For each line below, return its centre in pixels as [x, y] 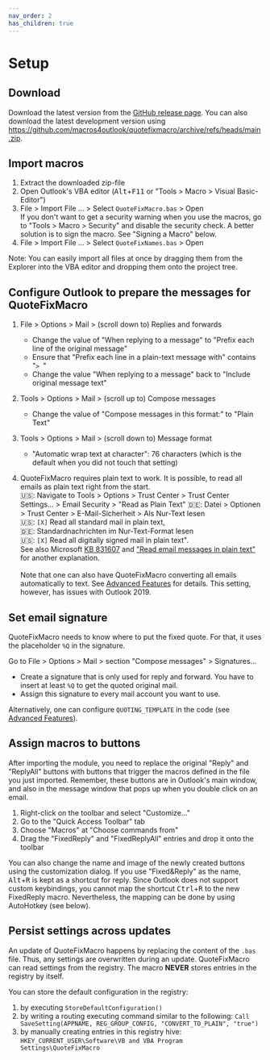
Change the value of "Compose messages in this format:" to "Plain [143, 414]
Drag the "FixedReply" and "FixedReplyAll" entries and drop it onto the [137, 838]
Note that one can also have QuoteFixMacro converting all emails [128, 575]
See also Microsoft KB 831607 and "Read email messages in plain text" [138, 549]
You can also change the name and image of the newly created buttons [127, 862]
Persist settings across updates [90, 931]
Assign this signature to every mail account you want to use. [120, 694]
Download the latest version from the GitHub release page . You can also [128, 112]
